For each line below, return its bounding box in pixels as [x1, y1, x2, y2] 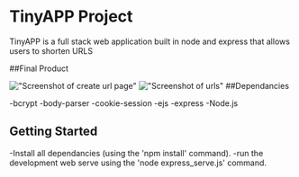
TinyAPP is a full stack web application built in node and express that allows [9, 36, 291, 47]
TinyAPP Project [9, 6, 133, 27]
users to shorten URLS [9, 45, 93, 56]
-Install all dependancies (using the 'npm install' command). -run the [9, 147, 264, 158]
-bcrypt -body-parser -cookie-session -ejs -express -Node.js [9, 97, 239, 109]
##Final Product [9, 63, 69, 74]
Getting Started [9, 124, 98, 139]
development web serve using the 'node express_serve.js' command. [9, 157, 267, 168]
